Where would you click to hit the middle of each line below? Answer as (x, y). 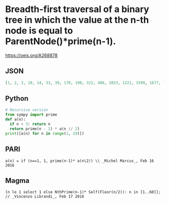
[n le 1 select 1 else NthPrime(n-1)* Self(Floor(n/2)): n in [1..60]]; (83, 192)
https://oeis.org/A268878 (31, 55)
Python (17, 98)
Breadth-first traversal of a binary (77, 9)
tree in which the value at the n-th (77, 20)
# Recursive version (27, 110)
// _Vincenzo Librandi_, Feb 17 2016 (45, 197)
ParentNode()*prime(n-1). (61, 42)
